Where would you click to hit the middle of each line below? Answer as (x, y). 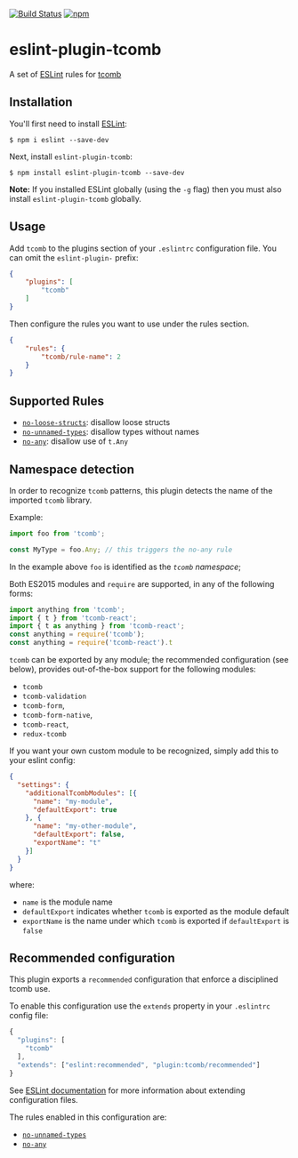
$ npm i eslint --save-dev (59, 140)
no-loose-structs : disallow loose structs (96, 422)
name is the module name (67, 902)
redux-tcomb (44, 735)
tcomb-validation (54, 697)
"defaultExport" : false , (79, 835)
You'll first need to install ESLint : (68, 124)
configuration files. (44, 1099)
